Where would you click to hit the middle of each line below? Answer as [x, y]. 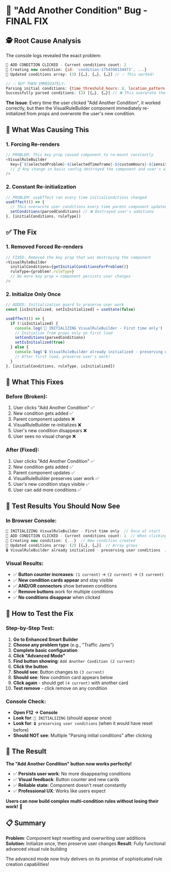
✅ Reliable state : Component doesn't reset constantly [70, 785]
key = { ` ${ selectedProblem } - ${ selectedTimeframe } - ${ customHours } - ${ [82, 164]
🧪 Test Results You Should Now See [63, 506]
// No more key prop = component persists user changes [71, 277]
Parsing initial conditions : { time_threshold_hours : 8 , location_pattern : [87, 88]
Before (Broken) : [27, 396]
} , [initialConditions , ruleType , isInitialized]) [60, 366]
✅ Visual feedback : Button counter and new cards [66, 779]
